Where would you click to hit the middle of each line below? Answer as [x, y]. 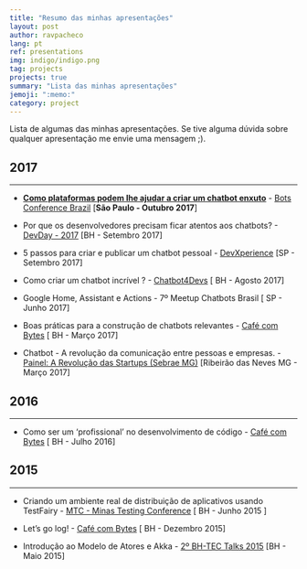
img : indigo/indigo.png [55, 60]
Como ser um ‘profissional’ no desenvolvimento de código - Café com [155, 432]
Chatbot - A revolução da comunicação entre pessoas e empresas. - [152, 353]
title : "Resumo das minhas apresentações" [91, 18]
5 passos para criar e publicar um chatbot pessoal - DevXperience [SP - [159, 253]
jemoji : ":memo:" [42, 94]
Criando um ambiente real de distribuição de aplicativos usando [143, 500]
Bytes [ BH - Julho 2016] [69, 441]
